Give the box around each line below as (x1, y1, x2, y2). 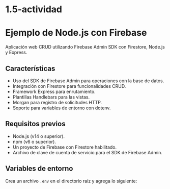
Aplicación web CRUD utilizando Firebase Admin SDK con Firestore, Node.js (5, 44, 165, 50)
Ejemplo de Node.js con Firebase (5, 27, 147, 39)
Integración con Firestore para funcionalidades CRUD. (12, 83, 126, 89)
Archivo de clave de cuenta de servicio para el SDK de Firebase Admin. (12, 149, 163, 155)
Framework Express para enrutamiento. (12, 88, 96, 94)
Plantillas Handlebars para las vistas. (12, 93, 90, 100)
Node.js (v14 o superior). (12, 133, 65, 139)
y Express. (5, 50, 27, 56)
